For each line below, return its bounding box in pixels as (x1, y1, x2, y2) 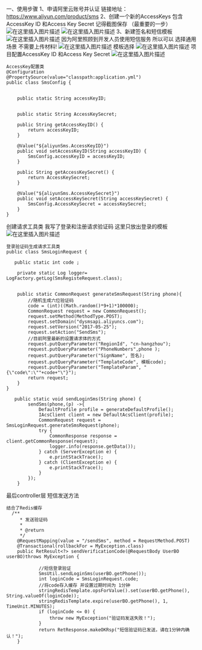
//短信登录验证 (38, 566, 71, 572)
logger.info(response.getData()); (49, 444, 136, 450)
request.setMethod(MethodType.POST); (28, 313, 122, 319)
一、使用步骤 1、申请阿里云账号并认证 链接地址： (6, 5, 128, 12)
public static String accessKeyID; (17, 95, 107, 101)
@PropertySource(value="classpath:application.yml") (6, 74, 142, 80)
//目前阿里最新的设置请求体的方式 (28, 336, 101, 342)
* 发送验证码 (19, 517, 48, 523)
